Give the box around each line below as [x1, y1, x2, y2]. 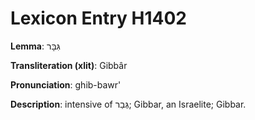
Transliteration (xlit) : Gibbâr [10, 59, 128, 71]
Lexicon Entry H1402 [10, 7, 187, 30]
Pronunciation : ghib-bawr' [10, 78, 122, 91]
